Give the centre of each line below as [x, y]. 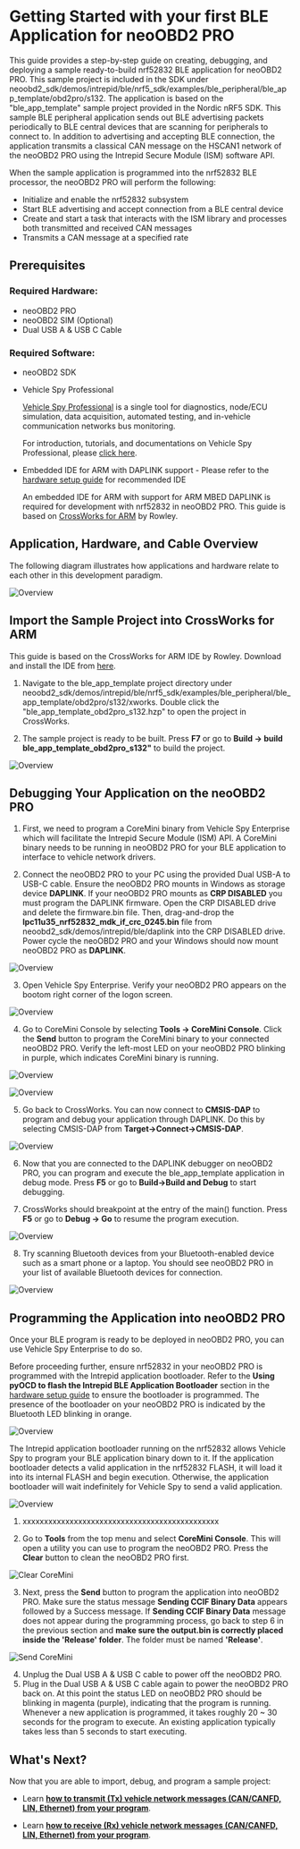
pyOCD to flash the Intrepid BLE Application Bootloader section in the [140, 1386]
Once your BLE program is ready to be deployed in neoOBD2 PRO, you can [147, 1340]
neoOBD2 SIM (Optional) [67, 320]
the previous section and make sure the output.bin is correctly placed [153, 1631]
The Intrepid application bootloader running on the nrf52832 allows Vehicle [148, 1449]
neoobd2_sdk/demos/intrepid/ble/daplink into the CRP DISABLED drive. [154, 931]
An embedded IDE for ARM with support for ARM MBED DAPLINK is [146, 496]
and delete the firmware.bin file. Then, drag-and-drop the [128, 912]
